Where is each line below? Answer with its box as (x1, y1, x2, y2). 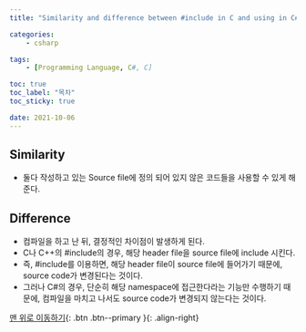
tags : (9, 55, 30, 64)
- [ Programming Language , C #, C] (25, 63, 153, 73)
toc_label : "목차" (9, 88, 76, 98)
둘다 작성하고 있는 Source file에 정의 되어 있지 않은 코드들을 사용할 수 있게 (22, 172, 287, 183)
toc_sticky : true (9, 97, 76, 106)
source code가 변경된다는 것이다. (22, 270, 143, 281)
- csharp (25, 38, 59, 47)
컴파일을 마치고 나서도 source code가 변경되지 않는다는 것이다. (42, 293, 267, 304)
